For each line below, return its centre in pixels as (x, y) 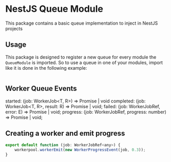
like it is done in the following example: (46, 68)
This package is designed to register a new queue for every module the (81, 57)
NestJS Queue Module (54, 9)
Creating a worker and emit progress (65, 133)
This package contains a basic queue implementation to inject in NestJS (82, 23)
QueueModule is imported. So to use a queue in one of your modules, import (84, 63)
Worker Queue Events (41, 88)
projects (14, 28)
